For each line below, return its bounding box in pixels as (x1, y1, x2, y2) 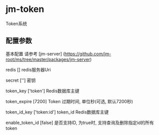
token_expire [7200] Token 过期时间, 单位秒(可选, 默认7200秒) (5, 98, 134, 104)
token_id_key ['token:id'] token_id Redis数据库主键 (5, 109, 109, 115)
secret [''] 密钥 (5, 77, 36, 83)
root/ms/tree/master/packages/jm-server (5, 56, 90, 62)
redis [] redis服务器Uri (5, 66, 51, 73)
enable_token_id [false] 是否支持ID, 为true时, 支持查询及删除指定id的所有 (5, 120, 154, 126)
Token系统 (5, 20, 27, 26)
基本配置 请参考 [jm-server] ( (5, 51, 65, 57)
